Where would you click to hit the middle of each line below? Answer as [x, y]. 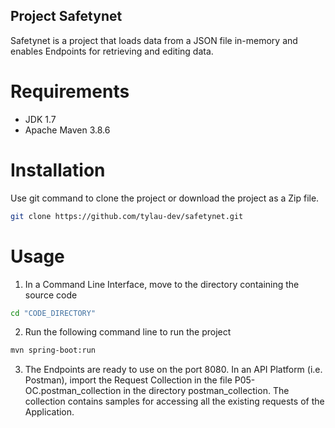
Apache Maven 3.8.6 [67, 130]
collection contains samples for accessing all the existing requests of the [174, 401]
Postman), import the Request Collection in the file [128, 380]
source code [51, 295]
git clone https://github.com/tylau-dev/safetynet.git [127, 216]
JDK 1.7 [40, 119]
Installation [58, 170]
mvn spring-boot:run [53, 350]
